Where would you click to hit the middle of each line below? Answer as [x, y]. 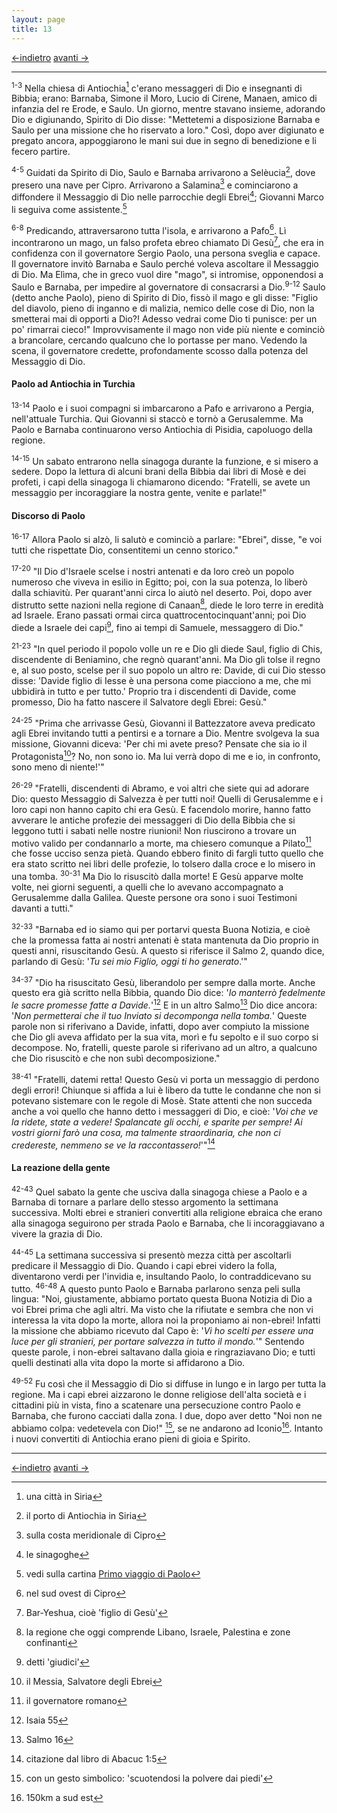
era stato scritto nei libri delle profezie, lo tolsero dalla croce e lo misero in [163, 864]
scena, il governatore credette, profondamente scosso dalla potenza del [160, 350]
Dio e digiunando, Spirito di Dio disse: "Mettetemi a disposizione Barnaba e [166, 120]
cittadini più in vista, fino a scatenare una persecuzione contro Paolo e [156, 1405]
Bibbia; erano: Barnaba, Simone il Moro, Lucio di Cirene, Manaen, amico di [164, 98]
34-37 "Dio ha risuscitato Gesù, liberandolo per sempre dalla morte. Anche [163, 981]
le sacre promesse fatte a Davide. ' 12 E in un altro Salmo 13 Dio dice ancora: [164, 1004]
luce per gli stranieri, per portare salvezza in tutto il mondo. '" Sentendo [158, 1342]
